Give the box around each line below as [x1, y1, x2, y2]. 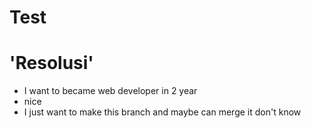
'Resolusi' [9, 52, 94, 75]
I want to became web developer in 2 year [23, 85, 198, 97]
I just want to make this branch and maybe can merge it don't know [23, 106, 302, 118]
